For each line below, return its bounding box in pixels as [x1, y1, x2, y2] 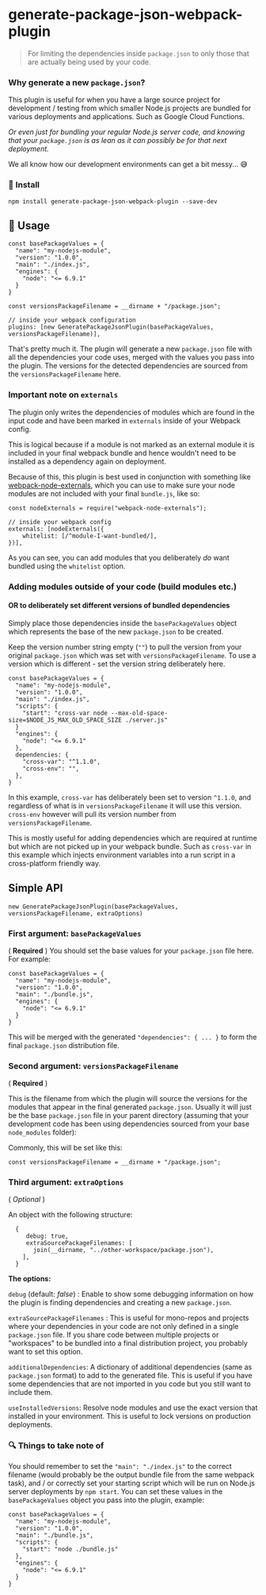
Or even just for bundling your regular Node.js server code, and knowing [8, 127, 245, 137]
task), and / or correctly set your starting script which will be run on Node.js [8, 1478, 256, 1488]
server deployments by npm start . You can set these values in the [8, 1486, 223, 1496]
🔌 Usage [8, 218, 50, 232]
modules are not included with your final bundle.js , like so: [8, 488, 200, 498]
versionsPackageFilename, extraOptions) [8, 909, 144, 918]
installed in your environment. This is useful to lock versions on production [8, 1412, 251, 1421]
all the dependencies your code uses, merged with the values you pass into [8, 353, 255, 362]
